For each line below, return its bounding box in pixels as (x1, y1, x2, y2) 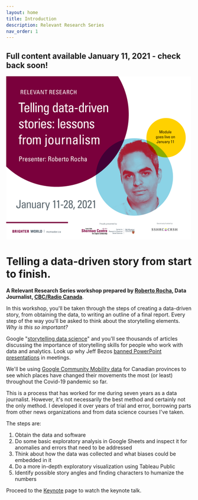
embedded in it (14, 457, 52, 463)
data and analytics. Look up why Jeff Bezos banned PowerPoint (6, 348, 162, 355)
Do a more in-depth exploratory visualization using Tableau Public (14, 463, 176, 470)
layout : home (6, 9, 38, 15)
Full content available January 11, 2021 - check (6, 51, 181, 61)
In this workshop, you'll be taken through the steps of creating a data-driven (6, 305, 192, 312)
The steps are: (6, 420, 41, 427)
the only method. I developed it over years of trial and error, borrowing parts (6, 402, 191, 409)
